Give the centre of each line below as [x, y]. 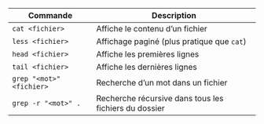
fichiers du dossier [130, 108]
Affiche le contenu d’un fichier [152, 29]
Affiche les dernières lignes [147, 67]
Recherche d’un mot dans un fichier [162, 83]
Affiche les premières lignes [148, 54]
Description [174, 15]
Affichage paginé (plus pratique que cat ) [171, 41]
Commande [50, 15]
